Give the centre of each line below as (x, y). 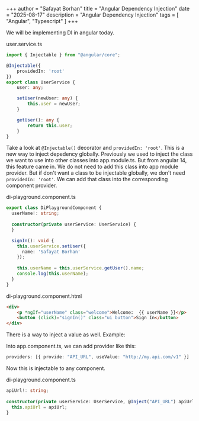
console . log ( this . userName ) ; (53, 274)
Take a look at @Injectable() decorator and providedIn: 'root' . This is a (95, 148)
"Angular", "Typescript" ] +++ (42, 21)
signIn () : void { (33, 240)
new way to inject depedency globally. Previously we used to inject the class (99, 154)
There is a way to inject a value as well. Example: (66, 335)
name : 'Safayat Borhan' (51, 252)
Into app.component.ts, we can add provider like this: (71, 346)
